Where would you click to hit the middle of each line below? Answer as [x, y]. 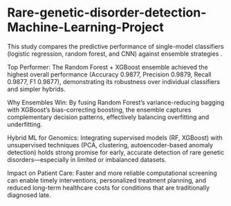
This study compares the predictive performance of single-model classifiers [115, 46]
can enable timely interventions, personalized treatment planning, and [107, 180]
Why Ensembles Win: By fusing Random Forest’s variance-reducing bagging [116, 102]
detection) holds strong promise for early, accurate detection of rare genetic [116, 152]
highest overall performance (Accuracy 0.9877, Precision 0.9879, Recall [110, 74]
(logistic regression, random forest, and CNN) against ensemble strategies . [115, 54]
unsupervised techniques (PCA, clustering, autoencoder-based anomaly [110, 145]
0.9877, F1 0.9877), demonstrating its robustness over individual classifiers [113, 81]
